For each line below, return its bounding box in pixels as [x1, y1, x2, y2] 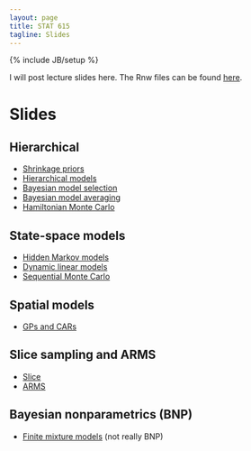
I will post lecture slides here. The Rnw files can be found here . [9, 72, 243, 83]
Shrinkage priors [22, 163, 85, 174]
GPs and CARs [22, 321, 77, 332]
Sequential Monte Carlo [22, 272, 111, 282]
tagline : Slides [9, 30, 70, 39]
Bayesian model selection [22, 182, 118, 194]
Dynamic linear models [22, 262, 108, 272]
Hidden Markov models [22, 252, 110, 262]
